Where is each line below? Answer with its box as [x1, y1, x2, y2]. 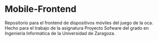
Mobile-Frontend [4, 3, 76, 15]
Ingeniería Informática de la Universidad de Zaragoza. [4, 30, 115, 36]
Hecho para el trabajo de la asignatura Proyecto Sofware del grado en [4, 25, 149, 31]
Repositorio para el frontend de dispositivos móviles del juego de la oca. [4, 20, 153, 26]
